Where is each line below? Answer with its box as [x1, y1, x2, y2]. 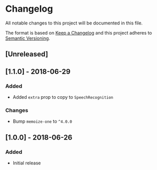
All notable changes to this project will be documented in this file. [5, 20, 143, 26]
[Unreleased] [5, 50, 49, 59]
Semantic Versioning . [5, 35, 50, 41]
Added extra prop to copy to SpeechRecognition [12, 94, 114, 100]
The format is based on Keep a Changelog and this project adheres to [5, 30, 152, 36]
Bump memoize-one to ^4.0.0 [12, 118, 73, 125]
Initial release [12, 160, 41, 166]
